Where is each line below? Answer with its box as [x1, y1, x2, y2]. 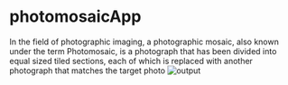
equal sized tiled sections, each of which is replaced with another [9, 55, 253, 66]
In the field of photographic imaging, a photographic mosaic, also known [9, 36, 280, 47]
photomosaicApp [9, 6, 142, 27]
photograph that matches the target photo [9, 65, 166, 76]
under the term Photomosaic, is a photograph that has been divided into [9, 45, 277, 56]
